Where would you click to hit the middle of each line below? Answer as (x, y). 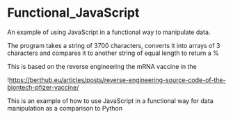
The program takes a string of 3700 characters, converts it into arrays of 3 (114, 45)
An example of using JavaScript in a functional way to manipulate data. (109, 32)
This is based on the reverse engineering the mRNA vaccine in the (102, 66)
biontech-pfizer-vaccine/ (43, 87)
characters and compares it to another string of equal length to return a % (113, 53)
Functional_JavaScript (73, 13)
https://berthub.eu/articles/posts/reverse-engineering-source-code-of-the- (118, 80)
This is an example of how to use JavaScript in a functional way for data (110, 101)
